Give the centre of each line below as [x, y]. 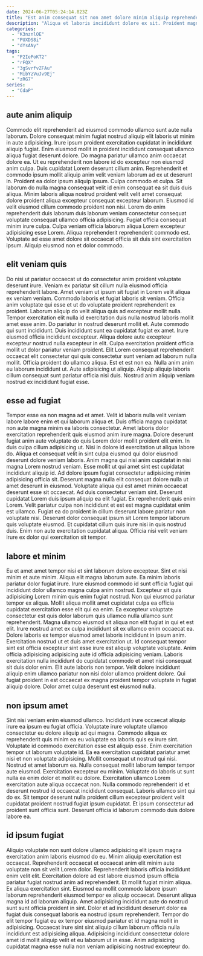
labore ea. [19, 816]
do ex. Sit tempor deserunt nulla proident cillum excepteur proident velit [95, 797]
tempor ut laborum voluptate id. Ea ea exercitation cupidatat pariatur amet [98, 752]
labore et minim [36, 556]
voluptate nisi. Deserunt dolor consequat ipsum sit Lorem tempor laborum [98, 518]
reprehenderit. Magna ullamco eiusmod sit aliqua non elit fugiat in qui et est [100, 622]
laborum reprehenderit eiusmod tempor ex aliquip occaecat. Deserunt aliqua [101, 895]
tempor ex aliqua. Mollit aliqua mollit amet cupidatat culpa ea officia [90, 603]
